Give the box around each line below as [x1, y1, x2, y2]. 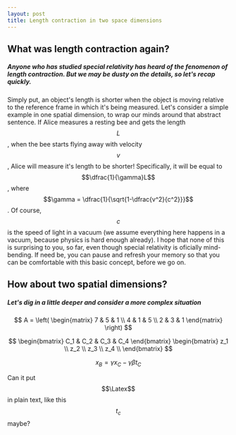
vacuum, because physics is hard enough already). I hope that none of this [7, 235, 225, 244]
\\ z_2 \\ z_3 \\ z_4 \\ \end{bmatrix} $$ [64, 345, 173, 353]
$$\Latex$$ [101, 385, 136, 393]
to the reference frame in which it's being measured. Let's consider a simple [7, 103, 229, 111]
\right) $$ [104, 324, 132, 332]
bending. [7, 250, 33, 259]
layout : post [7, 10, 46, 18]
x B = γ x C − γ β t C [95, 358, 142, 369]
